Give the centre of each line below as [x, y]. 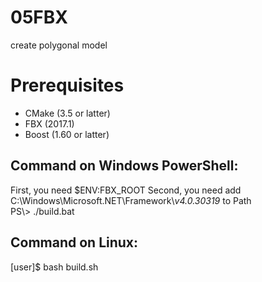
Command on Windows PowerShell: [124, 166]
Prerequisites [67, 85]
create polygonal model [59, 45]
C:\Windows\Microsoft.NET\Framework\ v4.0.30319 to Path [131, 200]
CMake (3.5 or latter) [67, 113]
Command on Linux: [74, 242]
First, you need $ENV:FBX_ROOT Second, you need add [126, 190]
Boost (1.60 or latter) [67, 134]
